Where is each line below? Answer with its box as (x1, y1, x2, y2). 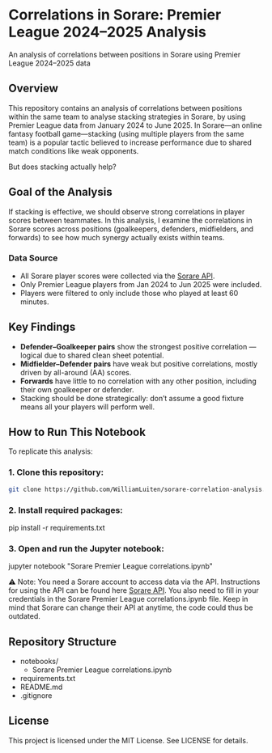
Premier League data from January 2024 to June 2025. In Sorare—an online (8, 120, 262, 130)
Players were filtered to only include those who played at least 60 (19, 288, 239, 298)
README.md (19, 682, 63, 692)
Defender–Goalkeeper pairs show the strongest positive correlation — (19, 341, 257, 351)
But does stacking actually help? (8, 162, 117, 171)
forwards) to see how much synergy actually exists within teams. (8, 232, 225, 242)
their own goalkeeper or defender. (19, 384, 134, 394)
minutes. (19, 297, 50, 307)
